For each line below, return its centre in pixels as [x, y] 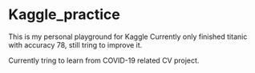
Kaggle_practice [64, 15]
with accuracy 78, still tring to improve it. [75, 44]
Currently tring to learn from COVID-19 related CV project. [104, 60]
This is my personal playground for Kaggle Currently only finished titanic [128, 36]
